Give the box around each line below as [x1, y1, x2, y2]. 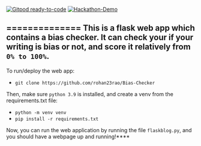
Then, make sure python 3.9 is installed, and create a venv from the [6, 90, 174, 97]
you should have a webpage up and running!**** [6, 133, 130, 140]
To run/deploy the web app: [6, 67, 75, 75]
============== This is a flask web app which [6, 23, 195, 33]
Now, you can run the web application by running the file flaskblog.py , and [6, 126, 192, 133]
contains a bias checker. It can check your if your [6, 32, 194, 43]
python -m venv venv [14, 109, 67, 115]
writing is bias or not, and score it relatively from [6, 42, 191, 52]
